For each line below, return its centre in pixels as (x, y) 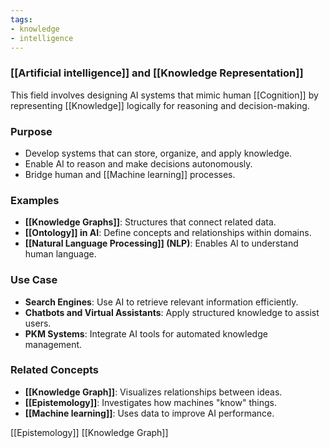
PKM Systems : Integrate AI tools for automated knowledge (146, 333)
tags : (21, 19)
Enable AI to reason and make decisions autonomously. (138, 163)
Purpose (31, 131)
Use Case (34, 280)
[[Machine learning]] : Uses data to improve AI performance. (149, 413)
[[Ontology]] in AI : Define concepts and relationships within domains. (168, 233)
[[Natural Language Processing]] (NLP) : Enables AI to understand (161, 243)
